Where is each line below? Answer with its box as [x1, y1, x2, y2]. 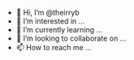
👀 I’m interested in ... [15, 16, 85, 26]
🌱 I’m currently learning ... [15, 25, 103, 34]
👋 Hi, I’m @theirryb [15, 8, 80, 17]
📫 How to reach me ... [15, 43, 92, 52]
